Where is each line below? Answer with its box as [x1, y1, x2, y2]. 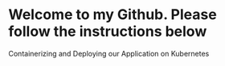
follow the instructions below [8, 22, 207, 41]
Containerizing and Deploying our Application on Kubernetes [8, 49, 210, 58]
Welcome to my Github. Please [8, 6, 217, 24]
